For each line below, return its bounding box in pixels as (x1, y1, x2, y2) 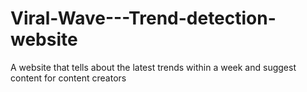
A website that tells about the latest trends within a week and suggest (10, 61, 297, 73)
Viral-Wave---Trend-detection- (10, 7, 277, 30)
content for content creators (10, 72, 127, 84)
